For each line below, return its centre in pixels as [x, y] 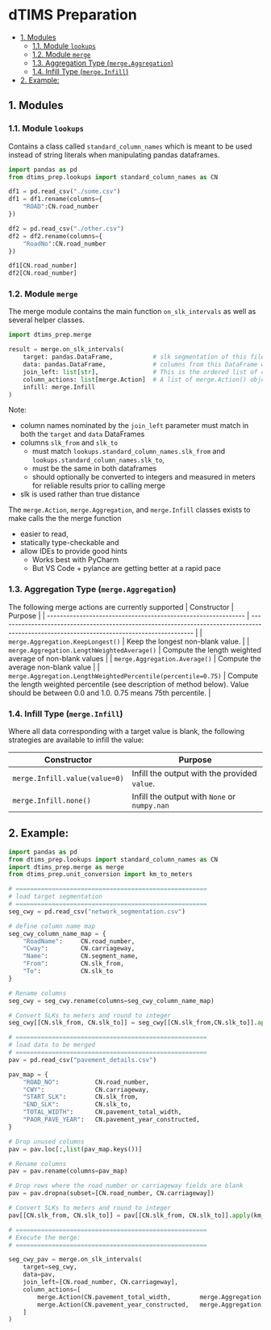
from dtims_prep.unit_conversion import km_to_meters [101, 875]
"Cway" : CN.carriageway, [79, 949]
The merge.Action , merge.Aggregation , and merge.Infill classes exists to [129, 510]
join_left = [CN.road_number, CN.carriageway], [101, 1282]
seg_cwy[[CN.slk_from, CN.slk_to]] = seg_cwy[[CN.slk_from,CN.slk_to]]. [133, 1023]
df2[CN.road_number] [43, 273]
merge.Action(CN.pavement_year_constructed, [113, 1305]
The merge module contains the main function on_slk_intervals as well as [132, 312]
